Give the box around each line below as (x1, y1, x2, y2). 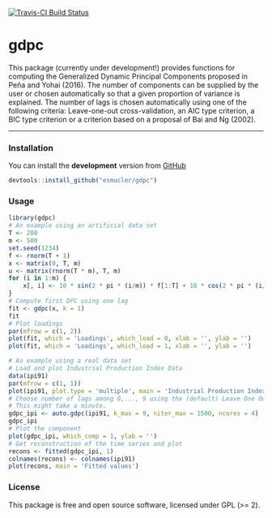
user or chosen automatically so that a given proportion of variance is (8, 88, 240, 98)
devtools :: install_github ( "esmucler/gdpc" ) (8, 177, 158, 185)
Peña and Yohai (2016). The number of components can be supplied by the (8, 79, 259, 89)
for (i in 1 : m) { (8, 274, 67, 283)
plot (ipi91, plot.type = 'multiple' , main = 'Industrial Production (8, 387, 244, 395)
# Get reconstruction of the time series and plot (8, 439, 183, 447)
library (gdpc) (8, 214, 57, 222)
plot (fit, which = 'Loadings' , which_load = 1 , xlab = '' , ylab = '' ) (8, 342, 252, 350)
